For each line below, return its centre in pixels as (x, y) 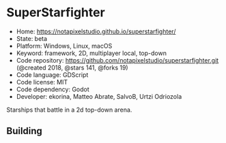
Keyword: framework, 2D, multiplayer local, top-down (91, 53)
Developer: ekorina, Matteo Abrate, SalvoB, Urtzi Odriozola (99, 96)
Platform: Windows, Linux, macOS (64, 46)
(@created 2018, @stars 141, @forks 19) (72, 67)
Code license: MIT (42, 82)
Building (24, 131)
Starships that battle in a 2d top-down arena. (69, 110)
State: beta (32, 38)
